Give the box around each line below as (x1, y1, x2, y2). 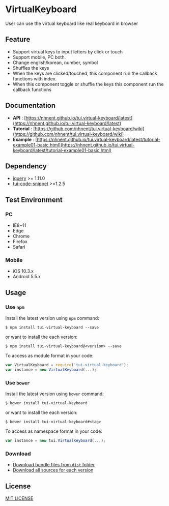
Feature (5, 35, 31, 44)
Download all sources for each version (12, 467, 94, 473)
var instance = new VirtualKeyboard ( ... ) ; (5, 367, 97, 372)
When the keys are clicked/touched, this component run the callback (12, 70, 157, 76)
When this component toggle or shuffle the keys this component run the (12, 81, 164, 87)
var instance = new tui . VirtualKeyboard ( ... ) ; (5, 438, 106, 443)
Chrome (12, 233, 30, 240)
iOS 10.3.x (12, 268, 34, 274)
